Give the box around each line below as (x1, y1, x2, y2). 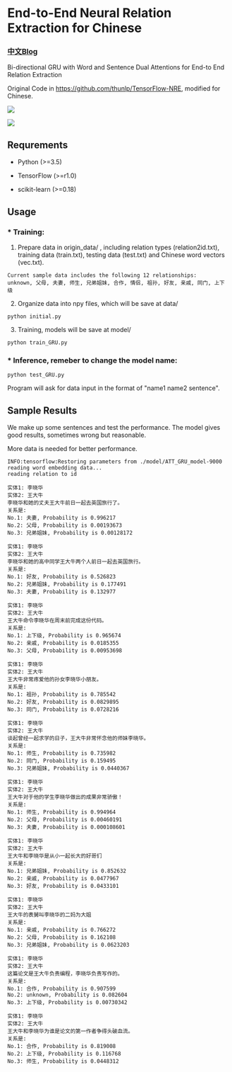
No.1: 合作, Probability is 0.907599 (7, 986, 116, 993)
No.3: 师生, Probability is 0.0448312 (7, 1058, 119, 1065)
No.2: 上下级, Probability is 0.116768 (7, 1050, 121, 1058)
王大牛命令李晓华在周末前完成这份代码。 (7, 617, 107, 625)
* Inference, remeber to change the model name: (7, 355, 178, 365)
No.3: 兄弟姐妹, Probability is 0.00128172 (7, 530, 133, 537)
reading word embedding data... (7, 464, 102, 472)
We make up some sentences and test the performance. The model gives (7, 423, 221, 432)
